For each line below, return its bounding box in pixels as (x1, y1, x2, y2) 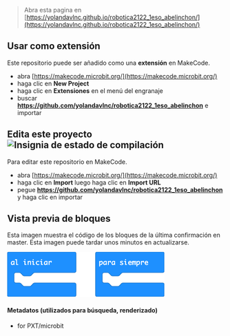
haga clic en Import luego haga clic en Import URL (17, 178, 161, 187)
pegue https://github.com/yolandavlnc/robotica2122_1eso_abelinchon (17, 185, 223, 193)
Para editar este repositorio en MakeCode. (7, 158, 127, 166)
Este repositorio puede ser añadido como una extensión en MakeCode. (7, 59, 211, 67)
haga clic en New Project (17, 79, 90, 87)
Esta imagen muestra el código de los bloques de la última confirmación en (7, 231, 220, 240)
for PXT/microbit (17, 322, 64, 330)
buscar (17, 94, 38, 102)
